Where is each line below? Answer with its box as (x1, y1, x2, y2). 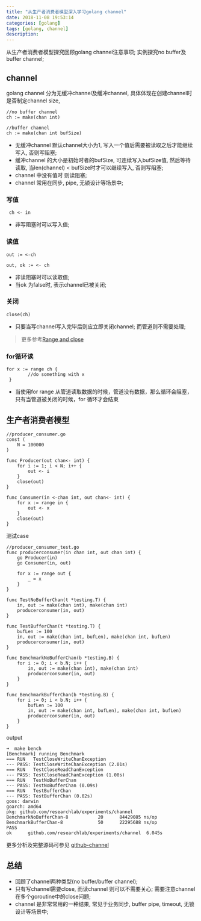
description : (6, 31, 39, 37)
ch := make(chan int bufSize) (6, 130, 82, 136)
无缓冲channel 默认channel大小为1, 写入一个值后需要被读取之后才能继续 (14, 141, 193, 148)
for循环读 (6, 352, 34, 360)
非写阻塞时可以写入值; (14, 221, 70, 228)
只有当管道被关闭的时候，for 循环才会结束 (14, 396, 119, 403)
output (6, 734, 23, 741)
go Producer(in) (17, 555, 58, 561)
